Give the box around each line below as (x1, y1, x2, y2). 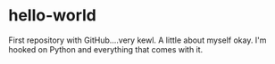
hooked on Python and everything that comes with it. (8, 44, 204, 54)
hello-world (8, 5, 97, 26)
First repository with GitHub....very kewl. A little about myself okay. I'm (8, 35, 267, 45)
